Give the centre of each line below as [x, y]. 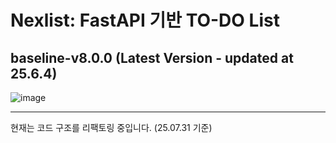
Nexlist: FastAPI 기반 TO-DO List [145, 20]
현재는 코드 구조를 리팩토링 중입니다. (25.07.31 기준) [111, 127]
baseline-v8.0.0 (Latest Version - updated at [152, 57]
